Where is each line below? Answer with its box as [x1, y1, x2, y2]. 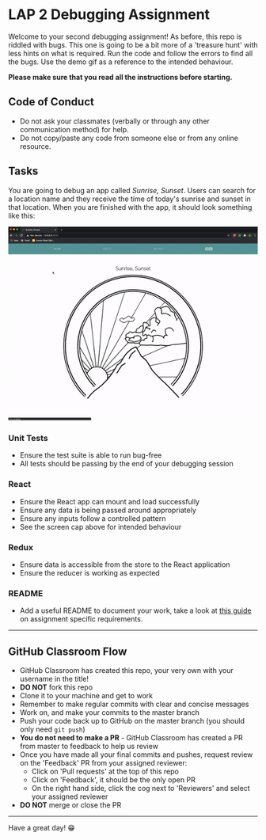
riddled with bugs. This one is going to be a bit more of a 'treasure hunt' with [8, 40, 258, 49]
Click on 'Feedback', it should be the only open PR [31, 775, 196, 785]
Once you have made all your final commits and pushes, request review [19, 750, 253, 759]
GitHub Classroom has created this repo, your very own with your [19, 666, 234, 675]
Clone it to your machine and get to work [19, 691, 153, 700]
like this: [8, 211, 36, 220]
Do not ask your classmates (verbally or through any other [19, 116, 210, 126]
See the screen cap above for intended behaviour [19, 522, 182, 531]
